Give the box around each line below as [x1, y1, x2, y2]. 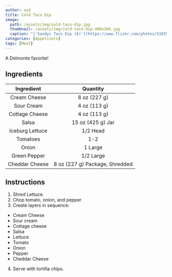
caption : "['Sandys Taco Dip [10, 31, 72, 36]
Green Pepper [11, 152, 45, 159]
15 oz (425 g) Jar [71, 118, 115, 126]
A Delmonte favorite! [5, 55, 49, 61]
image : [5, 17, 19, 22]
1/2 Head [81, 127, 105, 134]
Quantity [82, 85, 104, 92]
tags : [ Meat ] [5, 41, 33, 46]
